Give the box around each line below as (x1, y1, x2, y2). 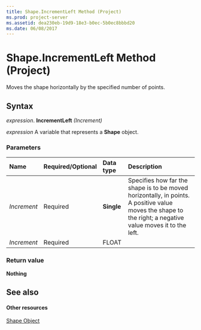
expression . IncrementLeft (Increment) (6, 117, 103, 124)
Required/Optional (43, 163, 98, 171)
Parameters (6, 143, 41, 151)
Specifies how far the (127, 176, 188, 185)
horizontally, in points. (127, 191, 190, 200)
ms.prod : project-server (6, 14, 68, 20)
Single (102, 203, 121, 211)
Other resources (6, 304, 48, 311)
